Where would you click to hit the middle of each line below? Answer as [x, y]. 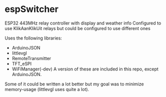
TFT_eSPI [22, 63]
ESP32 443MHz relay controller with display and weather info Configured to [83, 23]
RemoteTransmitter [31, 58]
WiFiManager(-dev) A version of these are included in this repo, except [85, 69]
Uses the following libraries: [33, 38]
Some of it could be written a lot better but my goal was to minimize [74, 84]
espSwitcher [31, 9]
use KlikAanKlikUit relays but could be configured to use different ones [77, 28]
